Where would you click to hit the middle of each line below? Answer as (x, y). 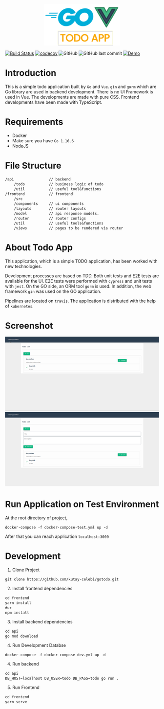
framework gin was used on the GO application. (53, 291)
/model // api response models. (56, 214)
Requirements (34, 122)
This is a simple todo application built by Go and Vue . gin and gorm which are (81, 87)
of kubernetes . (20, 306)
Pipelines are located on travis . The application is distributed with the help (81, 301)
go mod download (21, 636)
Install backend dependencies (42, 621)
